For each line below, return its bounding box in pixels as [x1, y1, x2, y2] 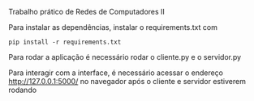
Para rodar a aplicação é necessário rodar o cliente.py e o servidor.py [8, 53, 242, 61]
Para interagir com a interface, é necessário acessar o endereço [8, 68, 223, 78]
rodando [8, 85, 37, 95]
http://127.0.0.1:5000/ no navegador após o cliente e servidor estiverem [8, 77, 246, 86]
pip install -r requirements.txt [8, 38, 122, 46]
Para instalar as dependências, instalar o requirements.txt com [8, 23, 217, 32]
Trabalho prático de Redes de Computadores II [8, 7, 165, 16]
